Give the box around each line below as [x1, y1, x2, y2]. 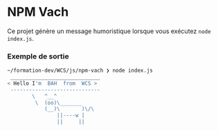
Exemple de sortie [7, 51, 69, 61]
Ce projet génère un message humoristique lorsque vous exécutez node [7, 27, 211, 35]
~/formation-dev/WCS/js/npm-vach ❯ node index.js [7, 67, 154, 74]
